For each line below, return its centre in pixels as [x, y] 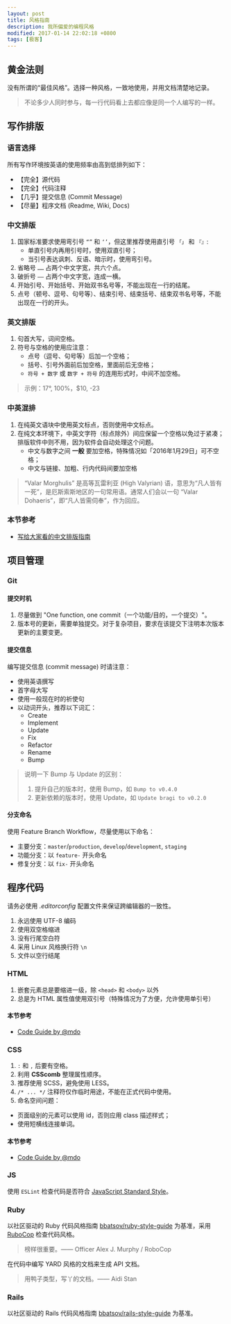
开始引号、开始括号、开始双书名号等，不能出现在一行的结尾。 [105, 285]
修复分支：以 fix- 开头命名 [56, 863]
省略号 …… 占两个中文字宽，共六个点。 [71, 267]
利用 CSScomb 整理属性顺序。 [61, 1074]
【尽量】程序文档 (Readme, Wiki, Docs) [73, 205]
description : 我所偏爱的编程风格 [51, 26]
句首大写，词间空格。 [48, 339]
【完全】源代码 [38, 179]
